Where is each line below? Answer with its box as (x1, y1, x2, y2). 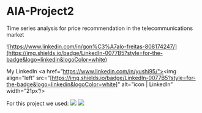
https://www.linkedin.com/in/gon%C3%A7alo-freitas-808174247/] (10, 43, 178, 50)
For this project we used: (6, 100, 69, 107)
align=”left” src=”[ (6, 74, 52, 81)
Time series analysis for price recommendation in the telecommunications (6, 24, 193, 32)
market (6, 31, 24, 38)
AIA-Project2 (6, 4, 75, 18)
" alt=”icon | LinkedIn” (117, 81, 173, 88)
